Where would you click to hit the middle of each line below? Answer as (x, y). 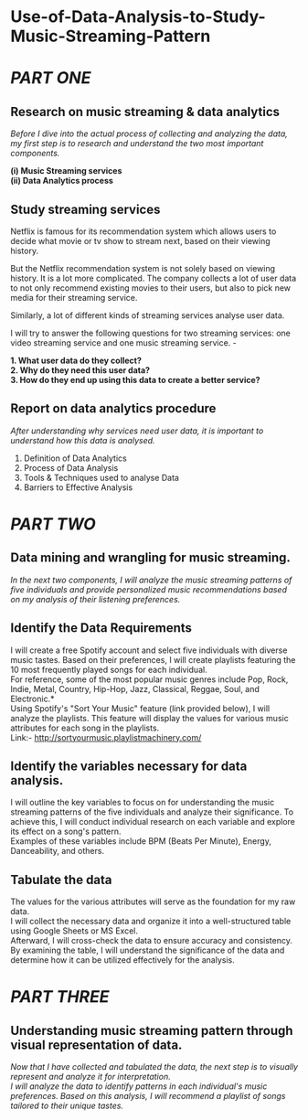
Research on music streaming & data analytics (145, 112)
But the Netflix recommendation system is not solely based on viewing (143, 268)
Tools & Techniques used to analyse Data (101, 477)
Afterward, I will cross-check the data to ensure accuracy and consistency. (152, 941)
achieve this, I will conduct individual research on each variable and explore (153, 822)
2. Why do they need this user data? (80, 370)
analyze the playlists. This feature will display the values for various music (149, 718)
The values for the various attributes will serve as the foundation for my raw (153, 901)
